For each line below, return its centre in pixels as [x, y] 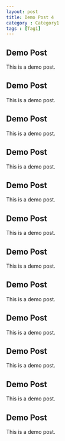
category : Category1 [33, 23]
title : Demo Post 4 [30, 17]
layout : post [22, 12]
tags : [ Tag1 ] [24, 28]
